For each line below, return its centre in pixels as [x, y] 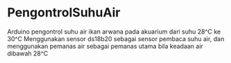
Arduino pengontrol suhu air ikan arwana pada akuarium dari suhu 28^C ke [114, 32]
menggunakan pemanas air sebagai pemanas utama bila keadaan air [105, 46]
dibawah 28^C [28, 53]
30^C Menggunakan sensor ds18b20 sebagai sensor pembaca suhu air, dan [116, 38]
